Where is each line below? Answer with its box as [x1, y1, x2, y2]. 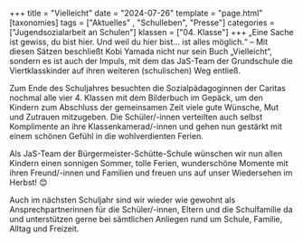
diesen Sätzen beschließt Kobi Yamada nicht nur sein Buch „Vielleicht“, [9, 46, 273, 57]
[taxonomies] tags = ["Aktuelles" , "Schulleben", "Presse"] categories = [9, 17, 275, 28]
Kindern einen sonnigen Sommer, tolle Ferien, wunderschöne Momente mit [9, 158, 289, 168]
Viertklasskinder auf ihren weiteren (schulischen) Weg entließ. [9, 65, 241, 76]
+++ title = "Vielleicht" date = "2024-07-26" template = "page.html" [9, 8, 263, 18]
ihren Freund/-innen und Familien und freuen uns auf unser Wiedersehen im [9, 167, 293, 178]
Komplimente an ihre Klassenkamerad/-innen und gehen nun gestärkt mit [9, 121, 283, 132]
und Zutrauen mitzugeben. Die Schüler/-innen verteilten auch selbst [9, 112, 263, 122]
